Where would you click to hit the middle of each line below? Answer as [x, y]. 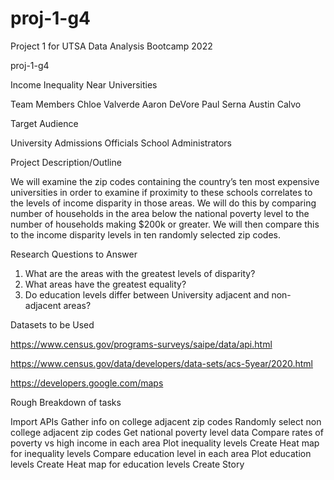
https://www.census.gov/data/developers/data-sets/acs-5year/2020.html [162, 363]
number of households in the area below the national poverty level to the [160, 213]
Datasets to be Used [52, 324]
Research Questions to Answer [74, 254]
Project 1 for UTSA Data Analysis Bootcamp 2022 [111, 46]
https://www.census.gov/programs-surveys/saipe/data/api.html [141, 344]
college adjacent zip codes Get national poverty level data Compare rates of [167, 432]
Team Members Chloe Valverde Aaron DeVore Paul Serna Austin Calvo [156, 104]
